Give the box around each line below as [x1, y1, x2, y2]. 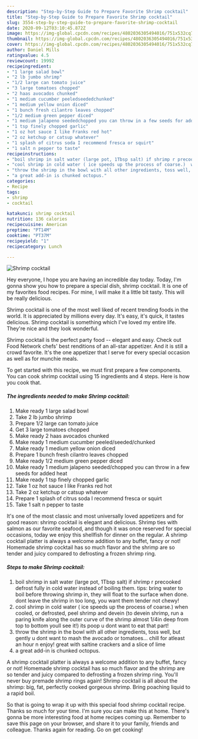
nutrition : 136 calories [6, 216, 68, 222]
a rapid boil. [6, 690, 36, 697]
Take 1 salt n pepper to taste [15, 501, 84, 508]
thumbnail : [6, 36, 33, 42]
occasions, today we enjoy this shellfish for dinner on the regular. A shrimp [6, 531, 187, 538]
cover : [6, 42, 23, 48]
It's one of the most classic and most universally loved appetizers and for [6, 512, 184, 520]
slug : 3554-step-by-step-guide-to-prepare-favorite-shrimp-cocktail [6, 19, 178, 25]
